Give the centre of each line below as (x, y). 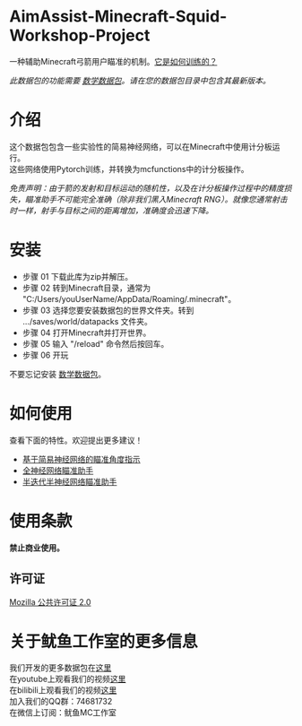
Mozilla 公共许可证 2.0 (50, 601)
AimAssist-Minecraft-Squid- (118, 17)
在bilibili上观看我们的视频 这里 (63, 690)
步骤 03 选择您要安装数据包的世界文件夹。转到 (108, 310)
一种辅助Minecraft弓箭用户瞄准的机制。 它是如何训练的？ (113, 61)
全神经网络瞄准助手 (58, 470)
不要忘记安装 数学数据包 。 (57, 374)
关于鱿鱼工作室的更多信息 (104, 641)
